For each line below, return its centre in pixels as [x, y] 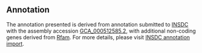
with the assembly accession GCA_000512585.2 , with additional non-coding [101, 31]
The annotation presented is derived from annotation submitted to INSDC [97, 24]
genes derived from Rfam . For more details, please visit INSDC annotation [98, 37]
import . [15, 43]
